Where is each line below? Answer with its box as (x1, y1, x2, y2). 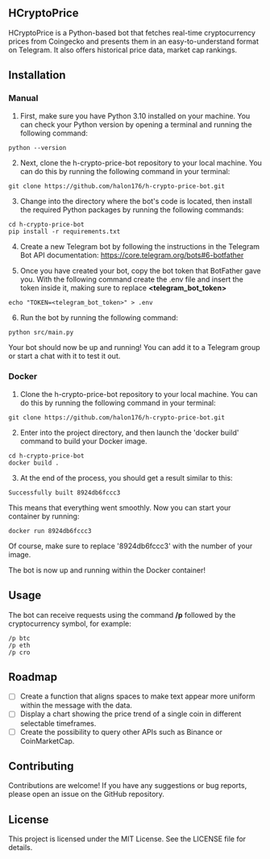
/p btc (8, 634, 31, 642)
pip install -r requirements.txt (8, 227, 121, 236)
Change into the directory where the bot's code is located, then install (19, 196, 252, 206)
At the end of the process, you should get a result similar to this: (19, 473, 233, 482)
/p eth (8, 641, 31, 649)
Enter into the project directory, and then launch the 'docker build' (19, 427, 239, 437)
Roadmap (8, 670, 58, 684)
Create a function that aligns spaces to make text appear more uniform (19, 691, 255, 701)
